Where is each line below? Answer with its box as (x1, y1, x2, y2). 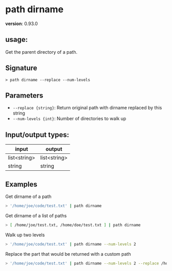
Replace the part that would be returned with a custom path (5, 251, 132, 257)
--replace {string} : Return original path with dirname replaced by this (12, 105, 162, 111)
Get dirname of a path (5, 193, 52, 199)
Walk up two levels (5, 232, 45, 238)
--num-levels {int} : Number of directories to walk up (12, 116, 126, 122)
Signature (5, 64, 37, 73)
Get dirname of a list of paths (5, 212, 67, 218)
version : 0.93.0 (5, 20, 38, 27)
